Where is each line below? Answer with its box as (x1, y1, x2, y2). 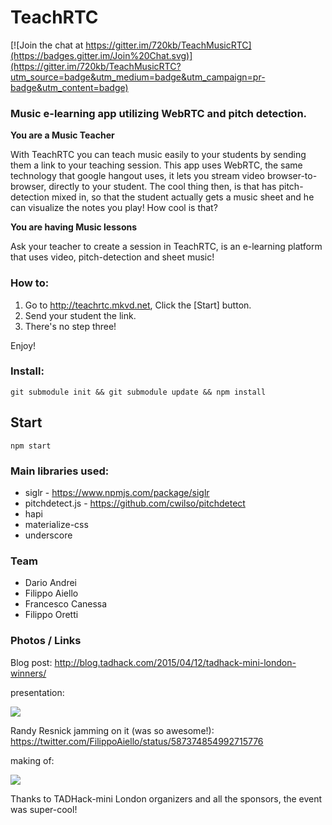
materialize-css (24, 518, 89, 530)
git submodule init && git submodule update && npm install (10, 387, 267, 397)
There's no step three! (24, 320, 117, 332)
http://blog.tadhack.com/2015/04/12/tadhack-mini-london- (54, 656, 297, 668)
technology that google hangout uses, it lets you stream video (10, 170, 265, 182)
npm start (10, 441, 52, 451)
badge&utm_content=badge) (10, 81, 129, 93)
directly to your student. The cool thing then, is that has (48, 181, 277, 193)
